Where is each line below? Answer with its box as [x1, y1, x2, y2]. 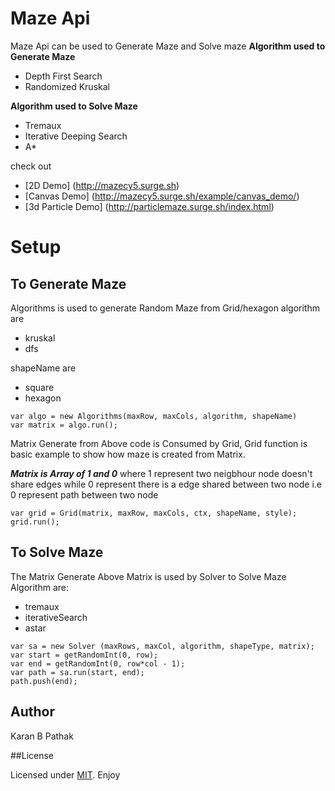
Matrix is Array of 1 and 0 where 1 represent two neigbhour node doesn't [10, 467, 313, 479]
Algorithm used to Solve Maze [10, 100, 138, 112]
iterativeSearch [24, 611, 88, 623]
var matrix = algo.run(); [10, 420, 118, 430]
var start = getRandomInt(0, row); [10, 650, 159, 660]
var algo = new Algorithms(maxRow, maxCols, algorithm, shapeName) [10, 411, 298, 421]
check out [10, 160, 52, 172]
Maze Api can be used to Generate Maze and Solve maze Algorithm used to [10, 40, 326, 52]
